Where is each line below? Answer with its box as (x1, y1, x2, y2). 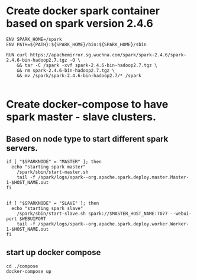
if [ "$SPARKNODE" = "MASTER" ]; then (6, 158, 102, 164)
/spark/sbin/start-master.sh (17, 169, 89, 175)
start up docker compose (6, 247, 101, 257)
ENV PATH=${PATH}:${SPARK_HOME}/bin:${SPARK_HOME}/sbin (6, 42, 147, 47)
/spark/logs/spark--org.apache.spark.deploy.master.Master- (37, 174, 189, 180)
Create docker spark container (6, 4, 160, 18)
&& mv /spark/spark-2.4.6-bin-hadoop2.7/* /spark (17, 72, 142, 78)
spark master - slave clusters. (6, 110, 157, 124)
